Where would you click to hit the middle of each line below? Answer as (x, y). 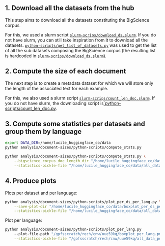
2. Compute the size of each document (66, 71)
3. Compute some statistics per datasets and (75, 124)
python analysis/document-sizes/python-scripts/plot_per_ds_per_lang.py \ (83, 202)
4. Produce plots (31, 181)
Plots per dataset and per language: (41, 193)
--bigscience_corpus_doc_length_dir (52, 161)
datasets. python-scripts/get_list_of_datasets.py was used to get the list (81, 45)
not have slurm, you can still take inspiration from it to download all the (77, 40)
